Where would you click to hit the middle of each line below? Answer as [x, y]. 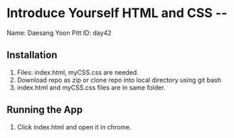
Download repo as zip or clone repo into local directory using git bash [119, 80]
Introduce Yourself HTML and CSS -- [117, 13]
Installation [32, 55]
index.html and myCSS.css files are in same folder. [91, 87]
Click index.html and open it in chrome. [74, 127]
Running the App [45, 110]
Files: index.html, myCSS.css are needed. [78, 72]
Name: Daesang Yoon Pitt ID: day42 [59, 33]
